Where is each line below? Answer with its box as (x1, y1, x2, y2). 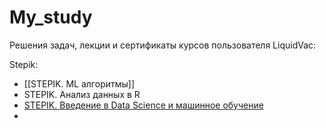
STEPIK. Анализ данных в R (23, 88, 141, 100)
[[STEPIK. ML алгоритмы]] (23, 77, 136, 90)
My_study (9, 6, 93, 29)
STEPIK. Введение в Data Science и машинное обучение (23, 99, 264, 111)
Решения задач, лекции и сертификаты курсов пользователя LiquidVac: (9, 39, 317, 51)
